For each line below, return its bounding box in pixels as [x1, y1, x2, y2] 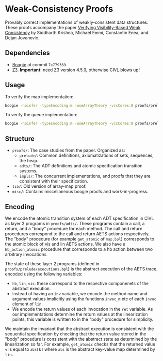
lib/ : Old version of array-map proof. [12, 183, 87, 189]
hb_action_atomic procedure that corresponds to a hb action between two [5, 246, 153, 252]
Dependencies [5, 49, 50, 57]
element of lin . [12, 301, 43, 307]
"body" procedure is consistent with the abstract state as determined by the [5, 336, 157, 342]
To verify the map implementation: [5, 93, 74, 100]
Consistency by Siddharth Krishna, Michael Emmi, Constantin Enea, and [5, 30, 149, 35]
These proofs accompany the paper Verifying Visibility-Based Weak [5, 24, 141, 30]
